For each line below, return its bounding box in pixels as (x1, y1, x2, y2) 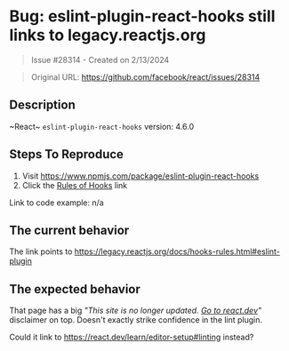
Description (9, 98, 76, 113)
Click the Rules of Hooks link (21, 179, 128, 190)
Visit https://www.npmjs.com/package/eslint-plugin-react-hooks (21, 171, 260, 181)
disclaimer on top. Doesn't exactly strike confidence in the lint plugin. (9, 315, 263, 325)
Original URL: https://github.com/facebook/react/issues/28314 (30, 71, 261, 82)
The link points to (9, 246, 73, 257)
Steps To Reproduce (9, 147, 124, 162)
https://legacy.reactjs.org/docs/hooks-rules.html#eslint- (74, 246, 280, 257)
